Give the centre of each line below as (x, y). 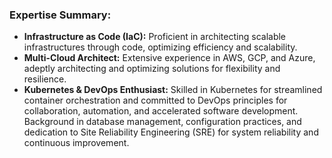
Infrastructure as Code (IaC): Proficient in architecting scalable (155, 37)
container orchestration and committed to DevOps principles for (155, 100)
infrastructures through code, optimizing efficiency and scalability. (160, 47)
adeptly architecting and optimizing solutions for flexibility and (152, 69)
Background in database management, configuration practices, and (162, 122)
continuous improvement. (76, 143)
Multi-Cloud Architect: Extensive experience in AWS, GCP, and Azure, (169, 58)
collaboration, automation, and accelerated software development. (161, 111)
